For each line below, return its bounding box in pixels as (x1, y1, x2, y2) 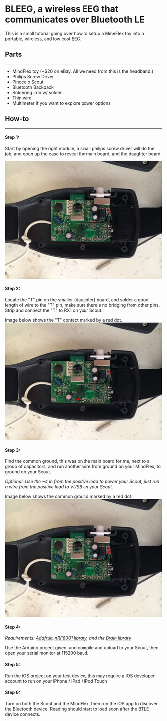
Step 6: (5, 689, 21, 695)
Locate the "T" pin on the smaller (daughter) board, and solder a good (5, 296, 149, 303)
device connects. (5, 711, 41, 717)
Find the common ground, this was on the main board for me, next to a (5, 458, 150, 464)
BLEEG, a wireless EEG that (5, 3, 119, 15)
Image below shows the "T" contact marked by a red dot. (5, 317, 123, 323)
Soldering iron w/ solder (12, 89, 62, 95)
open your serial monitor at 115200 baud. (5, 650, 89, 656)
